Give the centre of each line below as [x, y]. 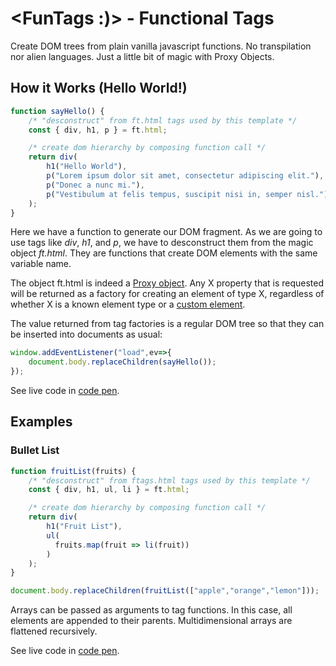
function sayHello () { [57, 111]
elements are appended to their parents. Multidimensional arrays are [151, 621]
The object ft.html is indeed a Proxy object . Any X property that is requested [167, 283]
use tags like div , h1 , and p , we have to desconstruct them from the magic [162, 243]
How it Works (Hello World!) [99, 88]
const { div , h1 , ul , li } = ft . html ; [109, 490]
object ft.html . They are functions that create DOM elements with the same [164, 253]
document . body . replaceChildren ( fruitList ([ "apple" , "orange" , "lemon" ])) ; [165, 591]
